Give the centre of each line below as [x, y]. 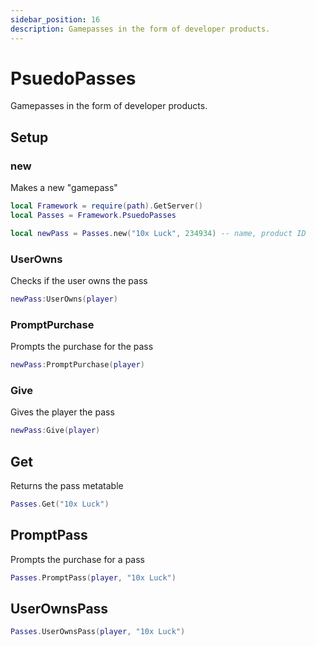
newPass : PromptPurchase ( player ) [77, 365]
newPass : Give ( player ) [55, 431]
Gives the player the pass [62, 412]
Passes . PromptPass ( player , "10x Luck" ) [93, 577]
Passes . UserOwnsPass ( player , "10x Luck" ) [98, 632]
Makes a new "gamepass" [64, 188]
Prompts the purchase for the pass [82, 347]
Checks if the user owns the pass [79, 281]
